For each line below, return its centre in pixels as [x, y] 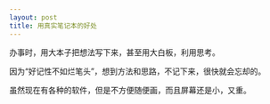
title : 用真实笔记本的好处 [53, 26]
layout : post [33, 17]
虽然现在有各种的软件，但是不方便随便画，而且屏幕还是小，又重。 [130, 90]
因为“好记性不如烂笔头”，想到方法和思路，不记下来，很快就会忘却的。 [138, 71]
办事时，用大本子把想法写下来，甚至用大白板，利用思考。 [115, 52]
